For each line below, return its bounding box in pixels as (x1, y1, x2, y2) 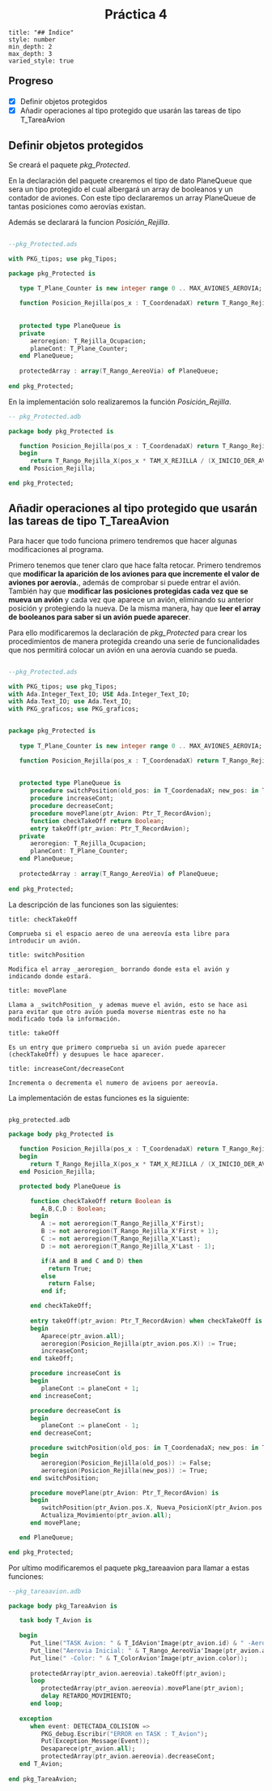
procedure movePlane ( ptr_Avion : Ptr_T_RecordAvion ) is (29, 1488, 219, 1497)
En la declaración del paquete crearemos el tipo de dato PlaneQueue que (8, 175, 253, 185)
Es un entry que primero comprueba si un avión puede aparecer (8, 1043, 227, 1051)
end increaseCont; (29, 1392, 92, 1400)
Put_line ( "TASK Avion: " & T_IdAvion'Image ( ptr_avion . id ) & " (29, 1639, 244, 1647)
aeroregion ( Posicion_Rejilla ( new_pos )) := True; (40, 1466, 208, 1474)
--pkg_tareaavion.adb (8, 1587, 82, 1595)
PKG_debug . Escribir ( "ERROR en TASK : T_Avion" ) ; (40, 1729, 208, 1738)
